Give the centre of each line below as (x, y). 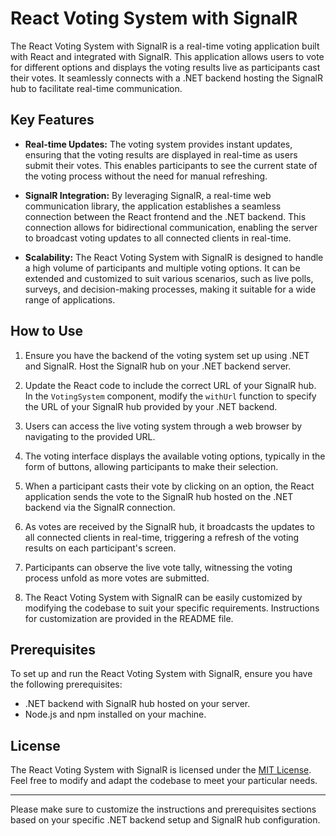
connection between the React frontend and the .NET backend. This (165, 216)
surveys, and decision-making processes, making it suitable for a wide (170, 289)
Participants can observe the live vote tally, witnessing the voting (158, 567)
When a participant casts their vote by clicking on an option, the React (169, 486)
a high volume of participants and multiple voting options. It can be (162, 268)
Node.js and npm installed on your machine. (115, 714)
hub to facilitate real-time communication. (96, 88)
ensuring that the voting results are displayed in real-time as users (161, 154)
